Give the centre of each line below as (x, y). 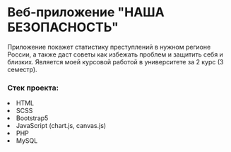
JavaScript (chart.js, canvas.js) (61, 126)
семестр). (22, 69)
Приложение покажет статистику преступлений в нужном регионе (109, 47)
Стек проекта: (33, 88)
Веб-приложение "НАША (86, 12)
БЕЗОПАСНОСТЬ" (63, 27)
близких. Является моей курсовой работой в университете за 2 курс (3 (115, 62)
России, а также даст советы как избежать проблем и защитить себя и (115, 54)
